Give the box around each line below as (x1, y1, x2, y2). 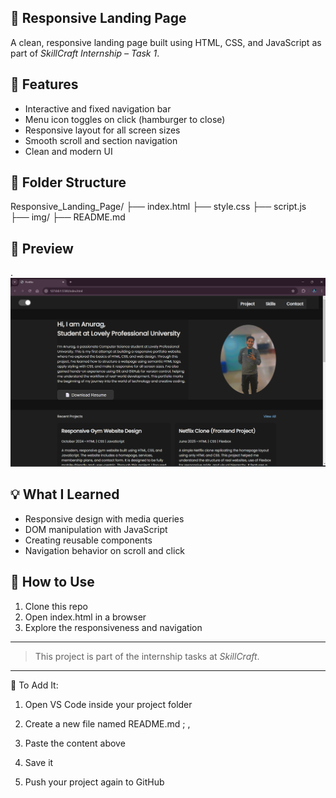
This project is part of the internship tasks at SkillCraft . (34, 650, 260, 662)
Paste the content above (24, 737, 126, 749)
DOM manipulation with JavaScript (24, 523, 168, 535)
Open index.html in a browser (24, 611, 147, 623)
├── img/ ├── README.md (10, 211, 126, 223)
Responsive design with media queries (24, 512, 185, 525)
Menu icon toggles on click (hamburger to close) (24, 113, 226, 125)
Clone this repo (24, 600, 88, 612)
